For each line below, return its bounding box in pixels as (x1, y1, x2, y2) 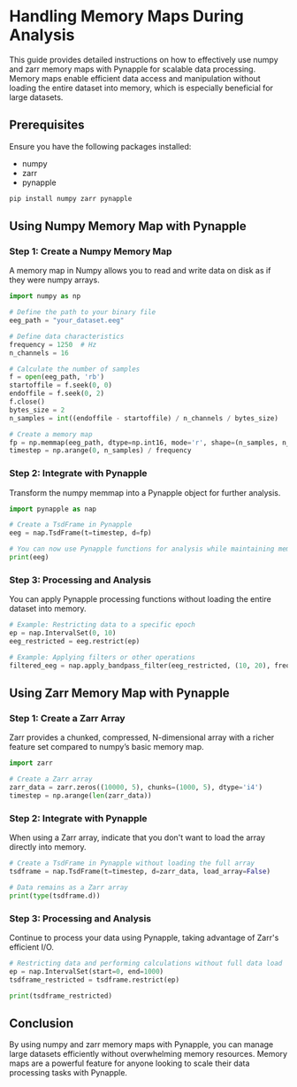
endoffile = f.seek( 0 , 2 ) (9, 389, 104, 398)
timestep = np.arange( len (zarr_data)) (9, 790, 152, 800)
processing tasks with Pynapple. (9, 1068, 128, 1078)
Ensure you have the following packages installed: (9, 141, 192, 151)
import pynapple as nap (9, 505, 97, 513)
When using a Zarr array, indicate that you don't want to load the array (9, 832, 265, 843)
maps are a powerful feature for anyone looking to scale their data (9, 1058, 250, 1068)
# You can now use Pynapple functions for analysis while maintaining (9, 544, 275, 554)
